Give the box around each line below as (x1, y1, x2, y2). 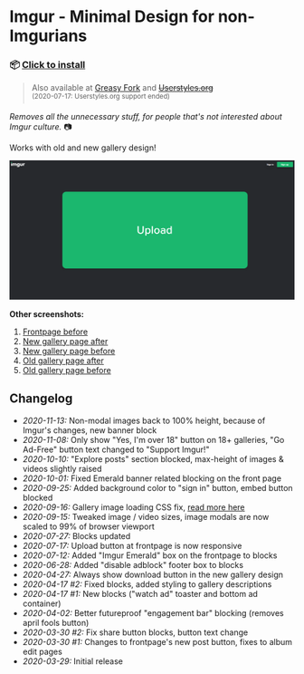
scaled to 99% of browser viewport (22, 521, 156, 532)
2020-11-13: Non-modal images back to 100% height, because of (22, 415, 266, 426)
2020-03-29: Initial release (22, 655, 124, 667)
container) (22, 598, 62, 609)
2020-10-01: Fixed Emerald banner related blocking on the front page (22, 473, 282, 484)
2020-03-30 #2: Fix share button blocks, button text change (22, 627, 249, 638)
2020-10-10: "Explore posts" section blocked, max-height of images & (22, 453, 284, 464)
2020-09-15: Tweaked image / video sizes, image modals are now (22, 511, 270, 522)
